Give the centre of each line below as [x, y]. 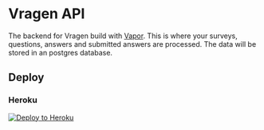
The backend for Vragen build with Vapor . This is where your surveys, [123, 36]
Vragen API [47, 14]
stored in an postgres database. [61, 52]
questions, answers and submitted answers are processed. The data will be [132, 44]
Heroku [23, 100]
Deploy [26, 77]
